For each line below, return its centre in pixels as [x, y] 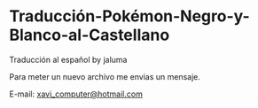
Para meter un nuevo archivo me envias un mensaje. [105, 76]
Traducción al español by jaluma [68, 59]
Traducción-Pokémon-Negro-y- [129, 16]
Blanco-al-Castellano [90, 35]
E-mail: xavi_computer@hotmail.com [76, 94]
